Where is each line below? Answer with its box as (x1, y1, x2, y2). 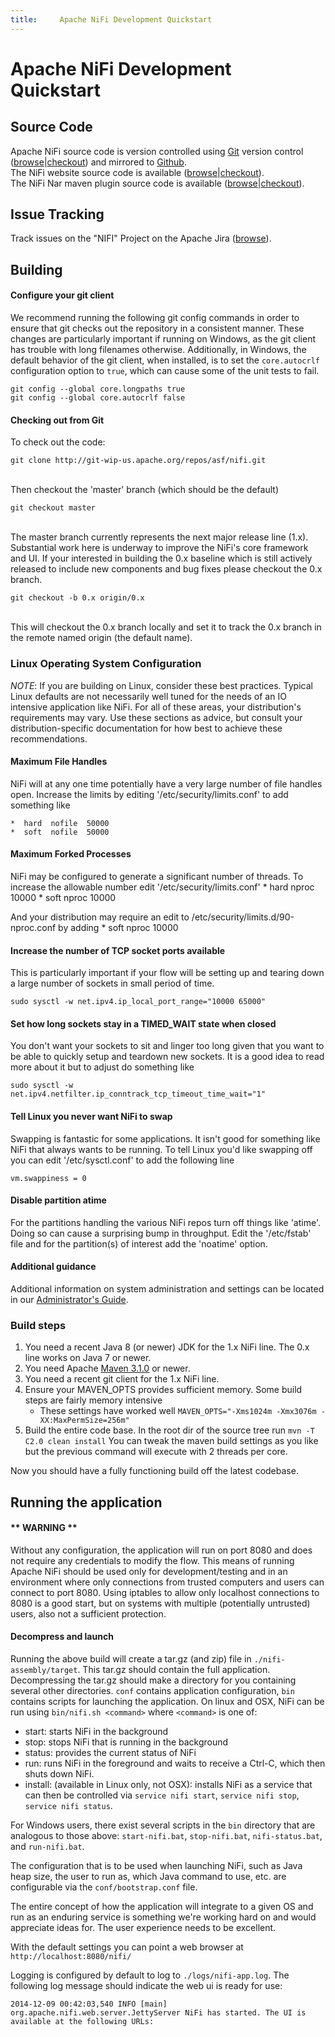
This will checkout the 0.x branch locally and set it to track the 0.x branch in (10, 621, 322, 633)
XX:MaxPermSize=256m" (39, 1416, 130, 1426)
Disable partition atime (10, 1194, 107, 1206)
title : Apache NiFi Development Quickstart (10, 14, 213, 25)
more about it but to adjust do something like (10, 1061, 195, 1073)
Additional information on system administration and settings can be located (10, 1282, 325, 1295)
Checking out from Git (10, 414, 105, 426)
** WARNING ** (10, 1522, 78, 1534)
